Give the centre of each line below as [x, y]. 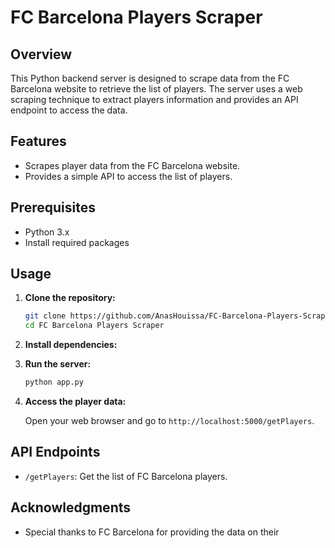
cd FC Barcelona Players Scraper [94, 326]
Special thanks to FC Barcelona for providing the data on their [152, 532]
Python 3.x [47, 232]
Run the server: [58, 364]
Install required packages [77, 242]
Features [38, 141]
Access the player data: [75, 402]
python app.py [54, 382]
